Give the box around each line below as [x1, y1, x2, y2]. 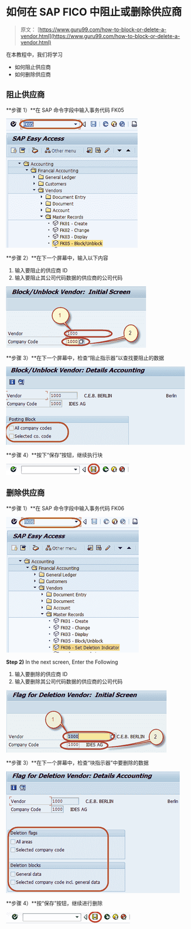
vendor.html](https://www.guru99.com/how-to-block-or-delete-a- [20, 32, 180, 39]
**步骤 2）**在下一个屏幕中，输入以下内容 [6, 254, 108, 261]
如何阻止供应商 [14, 63, 51, 71]
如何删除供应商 [14, 71, 51, 78]
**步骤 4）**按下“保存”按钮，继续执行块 [6, 451, 103, 458]
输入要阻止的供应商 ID [14, 267, 68, 274]
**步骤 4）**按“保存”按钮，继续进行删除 [6, 900, 103, 907]
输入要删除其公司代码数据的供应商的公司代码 [14, 678, 123, 685]
